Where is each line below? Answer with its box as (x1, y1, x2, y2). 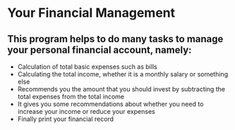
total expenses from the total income (17, 93, 125, 100)
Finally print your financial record (17, 115, 114, 123)
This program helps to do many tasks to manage (7, 33, 224, 45)
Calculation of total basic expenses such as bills (17, 63, 157, 71)
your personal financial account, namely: (7, 44, 192, 56)
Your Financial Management (7, 5, 176, 21)
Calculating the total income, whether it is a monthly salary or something (17, 70, 228, 78)
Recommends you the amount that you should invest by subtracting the (17, 85, 226, 93)
